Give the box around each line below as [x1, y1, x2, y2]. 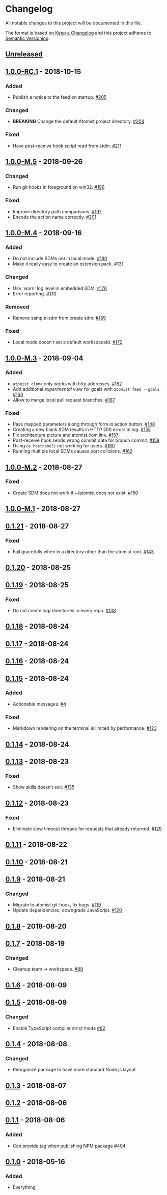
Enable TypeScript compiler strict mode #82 [12, 1025, 106, 1031]
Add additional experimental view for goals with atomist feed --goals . [12, 386, 161, 392]
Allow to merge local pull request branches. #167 [12, 396, 116, 403]
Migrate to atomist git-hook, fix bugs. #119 [12, 902, 101, 908]
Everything [12, 1184, 36, 1190]
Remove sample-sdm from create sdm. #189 [12, 315, 106, 321]
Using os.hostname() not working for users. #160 [12, 443, 115, 449]
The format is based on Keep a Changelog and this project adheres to [5, 30, 152, 36]
